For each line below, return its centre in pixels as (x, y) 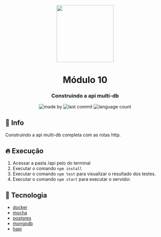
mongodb (23, 223)
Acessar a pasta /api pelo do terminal (52, 163)
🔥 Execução (25, 151)
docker (20, 207)
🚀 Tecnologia (26, 195)
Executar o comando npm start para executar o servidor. (72, 179)
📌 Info (15, 123)
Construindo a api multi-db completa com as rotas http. (63, 135)
